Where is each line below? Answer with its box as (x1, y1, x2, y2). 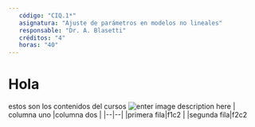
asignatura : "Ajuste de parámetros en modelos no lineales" (18, 19, 223, 27)
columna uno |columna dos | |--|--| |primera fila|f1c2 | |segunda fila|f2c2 (8, 110, 248, 120)
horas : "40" (18, 41, 59, 49)
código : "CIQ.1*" (18, 11, 77, 20)
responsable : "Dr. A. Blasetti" (18, 26, 127, 34)
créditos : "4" (18, 33, 66, 42)
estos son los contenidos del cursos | (8, 102, 236, 111)
